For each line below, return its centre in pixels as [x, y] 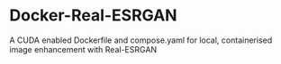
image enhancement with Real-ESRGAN [83, 49]
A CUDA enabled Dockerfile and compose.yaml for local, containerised [141, 40]
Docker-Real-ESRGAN [93, 16]
